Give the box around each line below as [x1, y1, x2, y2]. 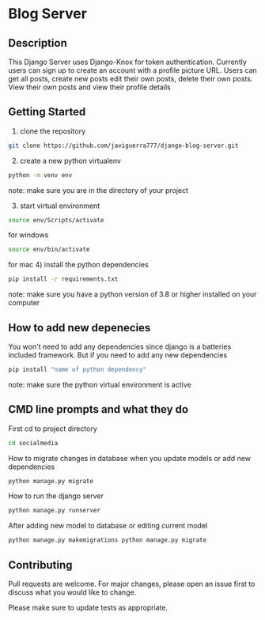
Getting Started [8, 105, 86, 119]
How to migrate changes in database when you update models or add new [8, 453, 252, 463]
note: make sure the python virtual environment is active [8, 380, 191, 389]
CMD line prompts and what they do [8, 403, 188, 416]
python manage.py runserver [8, 507, 101, 515]
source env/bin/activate [8, 246, 90, 254]
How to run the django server [8, 491, 104, 501]
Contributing [8, 558, 73, 572]
